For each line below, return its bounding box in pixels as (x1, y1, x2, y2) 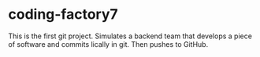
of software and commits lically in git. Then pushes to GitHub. (8, 39, 209, 48)
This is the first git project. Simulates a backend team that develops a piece (8, 31, 252, 41)
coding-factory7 (8, 5, 118, 23)
